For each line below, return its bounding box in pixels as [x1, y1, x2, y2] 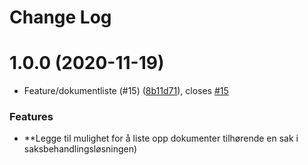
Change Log [9, 6, 112, 29]
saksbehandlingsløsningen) [23, 143, 138, 155]
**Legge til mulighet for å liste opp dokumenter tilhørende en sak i [23, 132, 299, 145]
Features [9, 110, 54, 124]
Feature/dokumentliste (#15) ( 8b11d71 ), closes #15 [23, 85, 229, 97]
